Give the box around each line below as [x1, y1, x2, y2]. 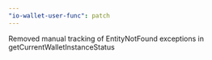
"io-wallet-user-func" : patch [8, 11, 111, 20]
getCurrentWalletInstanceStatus [8, 42, 115, 52]
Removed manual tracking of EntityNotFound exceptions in [8, 34, 205, 43]
